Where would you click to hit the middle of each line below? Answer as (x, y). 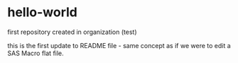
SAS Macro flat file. (36, 53)
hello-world (43, 12)
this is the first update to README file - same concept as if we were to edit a (119, 45)
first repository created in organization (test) (72, 32)
